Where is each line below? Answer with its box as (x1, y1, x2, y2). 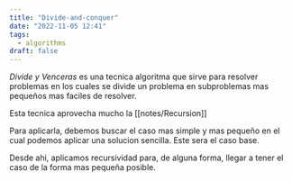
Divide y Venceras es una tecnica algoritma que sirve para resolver (9, 71, 259, 82)
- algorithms (17, 38, 67, 48)
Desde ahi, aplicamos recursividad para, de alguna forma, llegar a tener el (9, 152, 284, 163)
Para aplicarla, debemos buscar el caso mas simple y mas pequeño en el (9, 125, 280, 136)
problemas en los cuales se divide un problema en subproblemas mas (9, 81, 269, 92)
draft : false (9, 47, 59, 56)
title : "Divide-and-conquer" (9, 13, 119, 23)
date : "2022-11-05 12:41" (9, 22, 106, 31)
